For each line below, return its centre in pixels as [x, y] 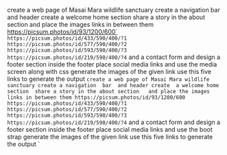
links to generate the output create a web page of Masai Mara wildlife [108, 79]
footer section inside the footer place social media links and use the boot [110, 129]
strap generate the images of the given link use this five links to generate [110, 137]
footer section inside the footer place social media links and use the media [112, 64]
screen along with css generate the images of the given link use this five [109, 72]
